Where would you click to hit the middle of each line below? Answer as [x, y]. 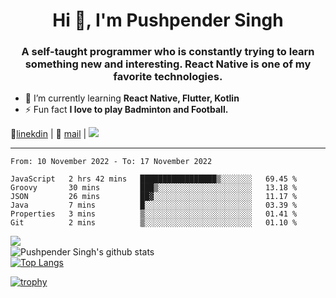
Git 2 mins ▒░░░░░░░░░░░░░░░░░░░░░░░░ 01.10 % [154, 223]
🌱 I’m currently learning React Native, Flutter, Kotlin [132, 98]
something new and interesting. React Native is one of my [168, 64]
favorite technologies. [168, 77]
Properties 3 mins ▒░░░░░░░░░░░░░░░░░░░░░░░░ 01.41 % [154, 214]
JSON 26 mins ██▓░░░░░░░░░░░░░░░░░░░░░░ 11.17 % [154, 197]
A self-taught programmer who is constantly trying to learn [168, 52]
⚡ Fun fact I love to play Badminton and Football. [126, 110]
